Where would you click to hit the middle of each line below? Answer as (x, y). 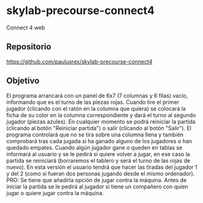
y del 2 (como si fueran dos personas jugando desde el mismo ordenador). (101, 173)
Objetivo (23, 81)
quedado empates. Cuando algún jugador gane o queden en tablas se (94, 147)
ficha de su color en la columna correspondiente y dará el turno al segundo (101, 115)
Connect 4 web (26, 28)
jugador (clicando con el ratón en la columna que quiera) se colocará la (96, 108)
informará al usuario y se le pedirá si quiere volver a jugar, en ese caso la (98, 154)
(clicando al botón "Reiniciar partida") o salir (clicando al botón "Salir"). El (99, 128)
